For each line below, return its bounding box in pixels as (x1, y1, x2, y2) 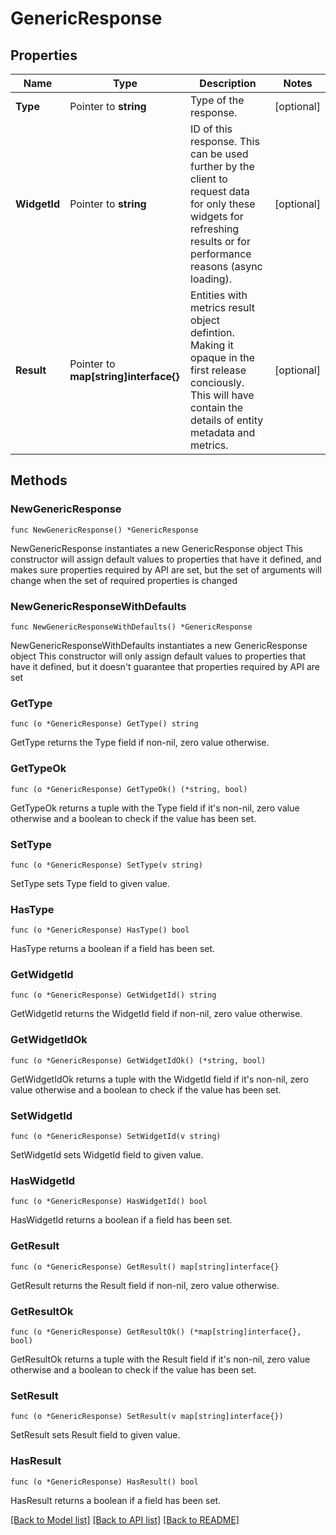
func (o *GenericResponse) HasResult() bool (10, 1477, 199, 1487)
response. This (190, 135, 260, 148)
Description (199, 77, 257, 90)
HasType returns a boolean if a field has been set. (10, 943, 216, 955)
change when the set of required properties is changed (10, 574, 238, 586)
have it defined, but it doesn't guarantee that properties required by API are (10, 660, 320, 672)
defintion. (190, 326, 235, 339)
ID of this (190, 122, 233, 136)
